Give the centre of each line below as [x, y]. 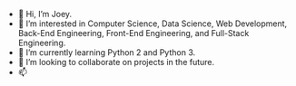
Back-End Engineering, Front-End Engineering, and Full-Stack [133, 33]
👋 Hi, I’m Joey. [45, 14]
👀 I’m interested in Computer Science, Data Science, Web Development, [153, 24]
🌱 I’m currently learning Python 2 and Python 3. [107, 53]
